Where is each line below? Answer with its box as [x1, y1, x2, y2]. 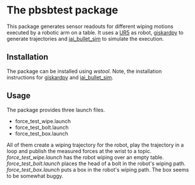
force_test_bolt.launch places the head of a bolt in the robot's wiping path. [6, 160, 186, 167]
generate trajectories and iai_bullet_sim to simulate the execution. [6, 35, 164, 42]
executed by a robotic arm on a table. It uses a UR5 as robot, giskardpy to [6, 29, 184, 36]
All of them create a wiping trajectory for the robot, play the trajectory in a [6, 141, 184, 148]
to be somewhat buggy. [6, 172, 64, 179]
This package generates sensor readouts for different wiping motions [6, 23, 174, 30]
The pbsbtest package [6, 4, 119, 17]
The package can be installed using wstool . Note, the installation [6, 68, 162, 75]
